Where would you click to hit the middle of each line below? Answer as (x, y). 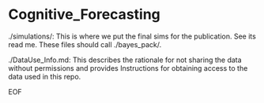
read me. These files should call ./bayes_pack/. (85, 44)
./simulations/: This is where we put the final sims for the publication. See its (132, 36)
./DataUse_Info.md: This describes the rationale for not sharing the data (125, 60)
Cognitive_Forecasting (84, 15)
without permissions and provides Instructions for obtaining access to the (128, 68)
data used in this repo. (45, 76)
